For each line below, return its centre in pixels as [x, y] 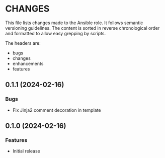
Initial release [26, 151]
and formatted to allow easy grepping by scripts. [56, 33]
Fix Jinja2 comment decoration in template [57, 110]
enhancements [28, 63]
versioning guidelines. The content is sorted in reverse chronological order [82, 28]
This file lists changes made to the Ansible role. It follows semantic [74, 23]
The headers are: [23, 43]
